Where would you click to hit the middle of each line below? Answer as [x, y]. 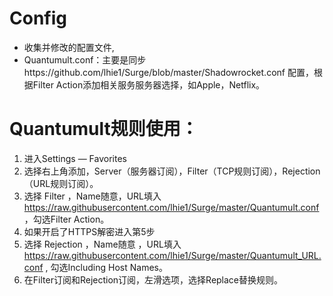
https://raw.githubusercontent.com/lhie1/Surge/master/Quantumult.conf [171, 207]
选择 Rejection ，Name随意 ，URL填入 [102, 244]
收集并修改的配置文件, [69, 47]
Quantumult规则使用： [104, 129]
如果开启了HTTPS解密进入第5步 [89, 231]
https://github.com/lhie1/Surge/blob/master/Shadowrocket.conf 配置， [168, 72]
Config [38, 18]
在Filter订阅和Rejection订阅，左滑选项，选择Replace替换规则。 [153, 279]
